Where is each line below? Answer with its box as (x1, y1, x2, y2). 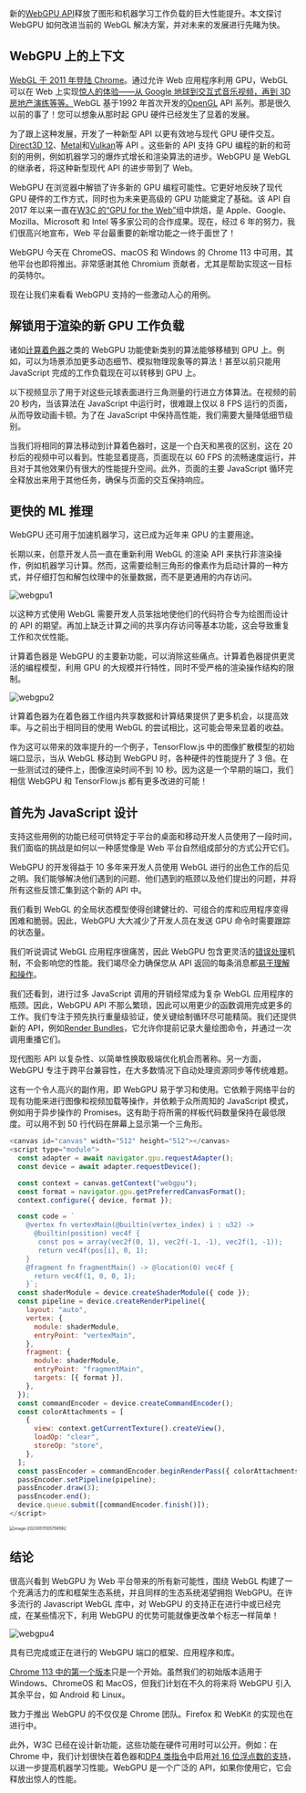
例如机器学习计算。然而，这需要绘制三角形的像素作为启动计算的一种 (25, 560, 280, 571)
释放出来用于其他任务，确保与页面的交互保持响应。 (16, 474, 209, 485)
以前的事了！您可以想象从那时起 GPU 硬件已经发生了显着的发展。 (9, 109, 255, 120)
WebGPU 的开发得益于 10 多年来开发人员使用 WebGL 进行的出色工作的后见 (9, 861, 291, 873)
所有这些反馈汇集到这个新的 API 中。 (9, 884, 148, 896)
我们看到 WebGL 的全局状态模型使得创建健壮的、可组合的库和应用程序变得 (9, 904, 290, 915)
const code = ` (17, 1212, 76, 1221)
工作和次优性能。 (9, 631, 74, 642)
